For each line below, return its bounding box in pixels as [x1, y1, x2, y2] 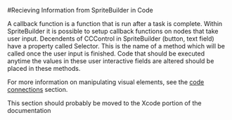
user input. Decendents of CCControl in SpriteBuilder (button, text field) [7, 34, 214, 43]
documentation [7, 107, 51, 114]
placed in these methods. [7, 65, 81, 72]
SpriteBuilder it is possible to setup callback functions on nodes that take [7, 27, 219, 35]
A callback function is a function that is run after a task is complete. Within [7, 20, 223, 27]
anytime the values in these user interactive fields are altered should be [7, 57, 214, 65]
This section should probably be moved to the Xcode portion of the [7, 99, 202, 107]
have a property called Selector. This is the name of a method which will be [7, 42, 226, 50]
